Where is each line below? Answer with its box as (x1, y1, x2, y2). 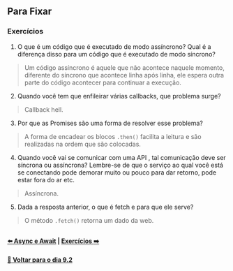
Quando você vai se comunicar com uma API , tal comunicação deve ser (17, 153, 227, 161)
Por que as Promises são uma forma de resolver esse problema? (17, 119, 204, 127)
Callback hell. (24, 105, 64, 114)
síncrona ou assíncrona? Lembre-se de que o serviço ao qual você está (17, 161, 223, 169)
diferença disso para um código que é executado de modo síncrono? (17, 50, 216, 58)
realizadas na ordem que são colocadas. (24, 140, 142, 148)
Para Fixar (7, 6, 52, 17)
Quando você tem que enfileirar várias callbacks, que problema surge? (17, 91, 221, 100)
